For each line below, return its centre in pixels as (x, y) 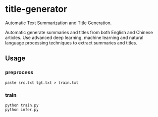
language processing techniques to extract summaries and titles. (71, 42)
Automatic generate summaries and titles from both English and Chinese (79, 32)
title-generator (36, 9)
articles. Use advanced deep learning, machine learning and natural (74, 38)
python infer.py (22, 110)
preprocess (19, 73)
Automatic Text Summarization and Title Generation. (58, 23)
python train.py (22, 105)
